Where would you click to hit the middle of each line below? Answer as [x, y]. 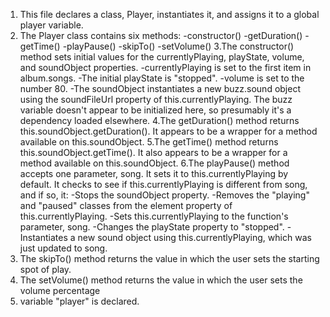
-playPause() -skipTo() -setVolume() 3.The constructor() [178, 46]
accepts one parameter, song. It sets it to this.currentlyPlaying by [154, 173]
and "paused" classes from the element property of [126, 205]
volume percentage [60, 290]
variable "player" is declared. [79, 301]
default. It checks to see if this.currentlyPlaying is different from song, [163, 184]
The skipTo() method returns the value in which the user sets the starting [169, 258]
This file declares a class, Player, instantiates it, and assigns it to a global [169, 14]
